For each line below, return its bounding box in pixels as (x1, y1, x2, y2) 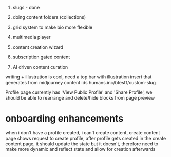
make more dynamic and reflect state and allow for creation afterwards (5, 146, 156, 152)
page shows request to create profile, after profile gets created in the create (5, 135, 166, 141)
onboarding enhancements (5, 113, 124, 125)
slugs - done (12, 5, 40, 10)
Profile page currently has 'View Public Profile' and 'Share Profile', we (5, 89, 153, 95)
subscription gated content (12, 54, 70, 60)
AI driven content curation (12, 64, 68, 70)
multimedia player (12, 34, 51, 40)
